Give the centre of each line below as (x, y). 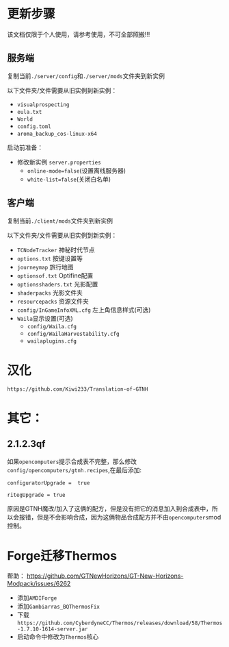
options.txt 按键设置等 (50, 258)
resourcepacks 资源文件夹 (53, 301)
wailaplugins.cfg (52, 341)
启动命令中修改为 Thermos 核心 (58, 637)
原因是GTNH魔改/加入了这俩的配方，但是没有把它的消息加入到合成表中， (110, 509)
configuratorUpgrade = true (49, 483)
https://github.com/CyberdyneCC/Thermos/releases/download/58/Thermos (120, 623)
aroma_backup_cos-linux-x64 (57, 134)
